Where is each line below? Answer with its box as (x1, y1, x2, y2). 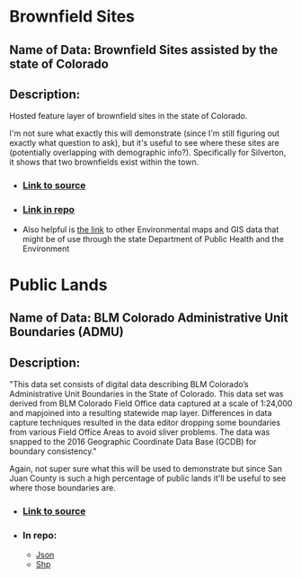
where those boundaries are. (9, 483, 117, 492)
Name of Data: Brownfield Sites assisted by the (9, 42, 279, 58)
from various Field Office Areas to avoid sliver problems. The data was (9, 427, 270, 438)
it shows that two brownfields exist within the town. (9, 157, 199, 167)
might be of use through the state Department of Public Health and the (22, 233, 285, 244)
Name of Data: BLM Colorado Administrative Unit (9, 311, 289, 326)
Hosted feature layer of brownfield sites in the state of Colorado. (9, 111, 248, 122)
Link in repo (22, 203, 75, 216)
